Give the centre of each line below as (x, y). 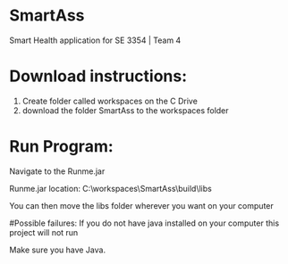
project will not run (44, 232)
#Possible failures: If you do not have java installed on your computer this (144, 223)
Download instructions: (98, 76)
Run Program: (61, 147)
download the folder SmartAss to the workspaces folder (126, 110)
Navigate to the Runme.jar (57, 171)
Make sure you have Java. (57, 250)
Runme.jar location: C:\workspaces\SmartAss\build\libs (110, 188)
